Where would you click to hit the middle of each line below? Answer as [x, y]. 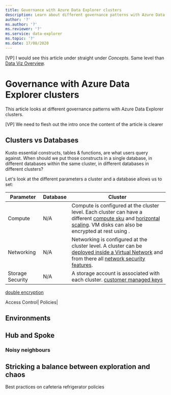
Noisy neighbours [28, 350]
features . [82, 265]
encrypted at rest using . [101, 231]
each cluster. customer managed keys [117, 280]
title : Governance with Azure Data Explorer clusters [64, 10]
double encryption [25, 292]
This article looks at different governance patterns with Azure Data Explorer [84, 109]
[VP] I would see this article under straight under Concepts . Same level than [85, 58]
